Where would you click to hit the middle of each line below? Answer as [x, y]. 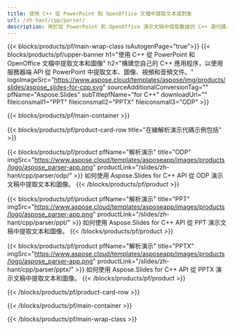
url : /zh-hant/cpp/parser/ [46, 20]
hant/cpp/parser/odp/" [40, 175]
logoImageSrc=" [31, 80]
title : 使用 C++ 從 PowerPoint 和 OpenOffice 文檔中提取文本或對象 [100, 14]
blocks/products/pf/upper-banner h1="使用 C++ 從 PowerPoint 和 [101, 55]
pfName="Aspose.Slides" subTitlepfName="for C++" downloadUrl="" [107, 95]
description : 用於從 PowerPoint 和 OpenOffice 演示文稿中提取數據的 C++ [107, 26]
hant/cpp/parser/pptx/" [41, 269]
